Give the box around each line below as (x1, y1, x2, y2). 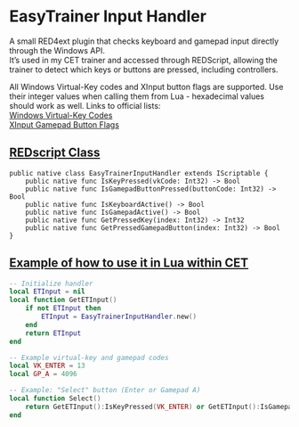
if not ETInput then (25, 304, 101, 313)
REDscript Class (9, 145, 101, 160)
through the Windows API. (9, 45, 105, 55)
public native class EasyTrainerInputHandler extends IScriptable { (9, 168, 269, 177)
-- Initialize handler (9, 279, 93, 288)
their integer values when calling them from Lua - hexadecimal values (9, 91, 265, 102)
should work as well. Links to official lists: (9, 100, 161, 111)
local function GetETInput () (9, 296, 117, 305)
